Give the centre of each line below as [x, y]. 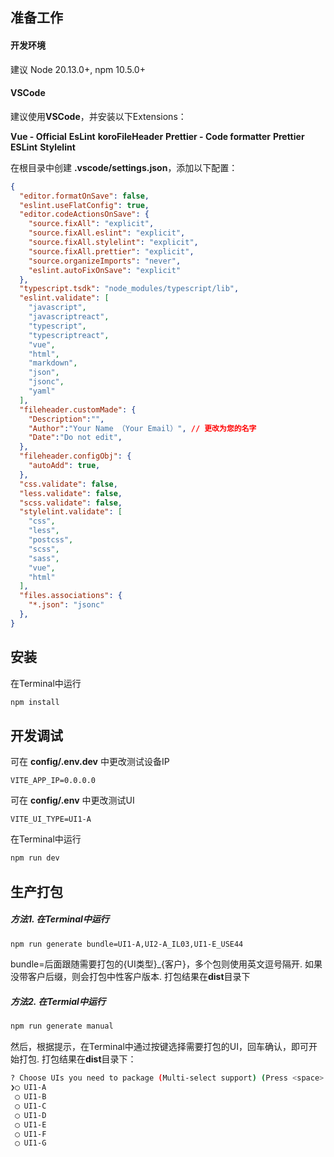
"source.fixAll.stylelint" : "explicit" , [113, 243]
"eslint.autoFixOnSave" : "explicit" [105, 270]
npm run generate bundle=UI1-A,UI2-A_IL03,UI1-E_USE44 [127, 944]
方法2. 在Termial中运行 [58, 1001]
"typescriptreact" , [69, 335]
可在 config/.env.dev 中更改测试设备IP [90, 762]
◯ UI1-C [30, 1106]
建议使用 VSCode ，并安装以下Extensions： [98, 116]
